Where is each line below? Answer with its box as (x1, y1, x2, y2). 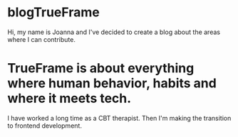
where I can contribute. (7, 35, 76, 43)
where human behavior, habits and (7, 75, 217, 92)
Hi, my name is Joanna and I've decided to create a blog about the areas (7, 28, 221, 36)
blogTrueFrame (7, 4, 100, 21)
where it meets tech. (7, 90, 132, 106)
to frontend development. (7, 121, 82, 130)
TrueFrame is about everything (7, 60, 195, 77)
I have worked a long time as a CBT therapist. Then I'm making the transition (7, 114, 232, 122)
